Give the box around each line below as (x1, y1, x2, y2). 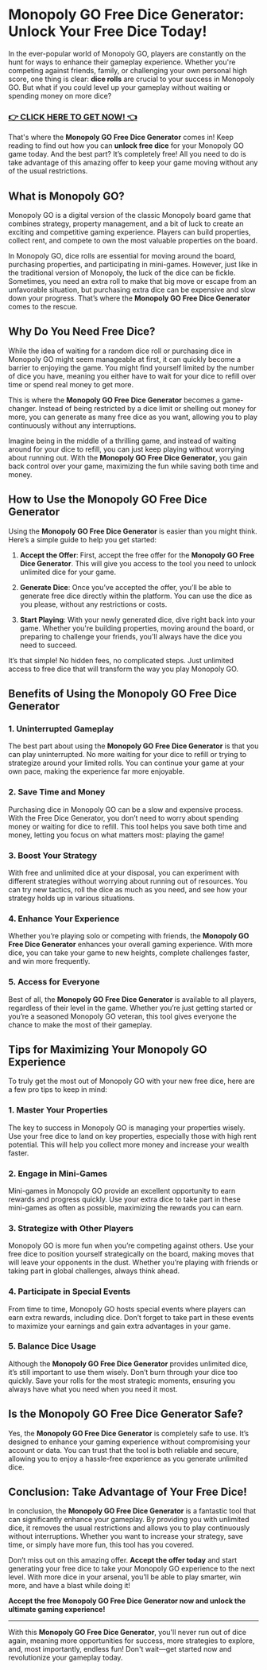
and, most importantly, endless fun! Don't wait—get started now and (8, 1645, 232, 1654)
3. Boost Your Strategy (8, 849, 98, 860)
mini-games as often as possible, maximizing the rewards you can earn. (8, 1202, 244, 1212)
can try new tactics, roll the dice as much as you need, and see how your (8, 884, 248, 894)
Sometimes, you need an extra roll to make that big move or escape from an (8, 277, 257, 286)
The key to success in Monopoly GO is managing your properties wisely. (8, 1123, 246, 1132)
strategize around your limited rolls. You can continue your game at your (8, 758, 245, 768)
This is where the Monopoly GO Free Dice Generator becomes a (8, 395, 220, 405)
